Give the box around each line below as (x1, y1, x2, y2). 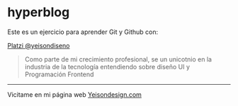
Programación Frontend (24, 70, 94, 78)
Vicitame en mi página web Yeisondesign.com (7, 90, 142, 99)
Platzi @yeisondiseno (7, 41, 70, 49)
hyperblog (7, 4, 70, 20)
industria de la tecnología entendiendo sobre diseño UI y (24, 62, 190, 71)
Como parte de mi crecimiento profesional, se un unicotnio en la (24, 54, 212, 64)
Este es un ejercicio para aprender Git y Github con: (7, 28, 159, 36)
